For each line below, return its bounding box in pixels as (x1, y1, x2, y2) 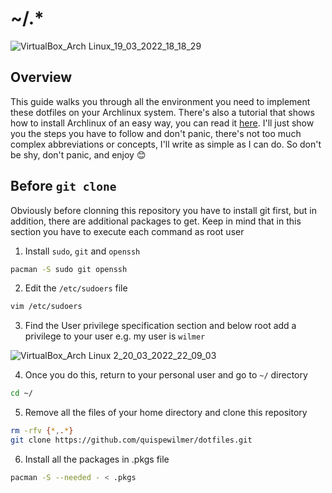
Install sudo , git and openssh (24, 245, 141, 257)
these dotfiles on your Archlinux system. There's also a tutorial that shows (10, 106, 315, 118)
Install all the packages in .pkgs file (24, 453, 170, 465)
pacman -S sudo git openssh (10, 264, 128, 274)
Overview (10, 69, 73, 86)
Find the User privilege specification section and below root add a (24, 320, 297, 332)
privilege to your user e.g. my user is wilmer (24, 330, 206, 342)
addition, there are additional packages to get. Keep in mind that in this (10, 215, 302, 227)
